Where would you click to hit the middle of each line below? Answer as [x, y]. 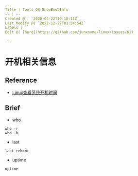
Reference [21, 80]
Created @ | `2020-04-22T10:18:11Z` [42, 18]
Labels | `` [17, 28]
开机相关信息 [31, 62]
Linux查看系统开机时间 [34, 92]
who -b [12, 133]
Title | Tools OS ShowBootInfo [37, 9]
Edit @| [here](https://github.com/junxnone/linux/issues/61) [69, 32]
